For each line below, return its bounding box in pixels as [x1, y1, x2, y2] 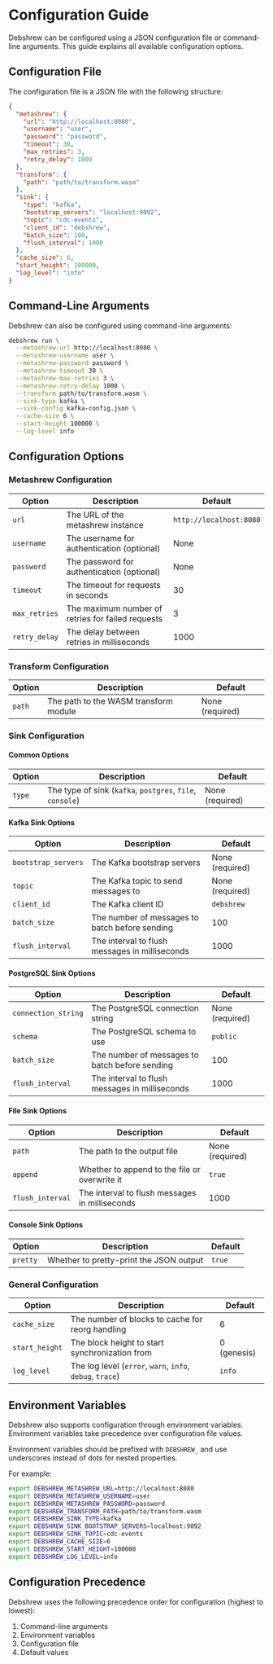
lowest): [8, 1605, 36, 1615]
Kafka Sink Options [8, 817, 76, 828]
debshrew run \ [8, 336, 60, 345]
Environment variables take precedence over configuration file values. [8, 1428, 244, 1438]
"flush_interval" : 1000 [23, 239, 104, 247]
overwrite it [78, 1174, 122, 1185]
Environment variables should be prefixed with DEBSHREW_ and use [8, 1444, 227, 1454]
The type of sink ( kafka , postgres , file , [47, 784, 197, 796]
